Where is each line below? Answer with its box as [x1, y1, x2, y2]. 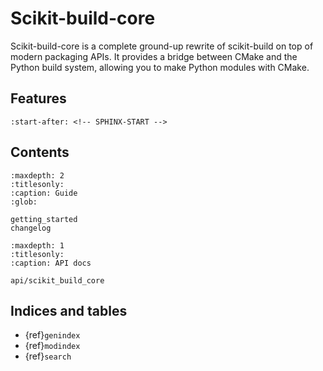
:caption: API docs [10, 258, 92, 268]
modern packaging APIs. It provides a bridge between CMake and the [10, 50, 298, 62]
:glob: [10, 197, 38, 207]
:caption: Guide [10, 188, 78, 198]
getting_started [10, 214, 78, 224]
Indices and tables [10, 302, 128, 319]
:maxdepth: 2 [10, 170, 65, 181]
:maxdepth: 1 [10, 240, 65, 251]
